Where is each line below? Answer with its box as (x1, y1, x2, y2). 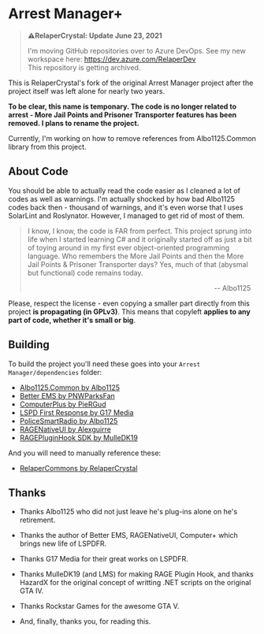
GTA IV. (19, 586, 44, 595)
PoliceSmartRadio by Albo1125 (19, 416, 118, 425)
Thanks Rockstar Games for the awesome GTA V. (19, 602, 180, 611)
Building (8, 338, 50, 351)
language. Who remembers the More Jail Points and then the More (27, 251, 244, 261)
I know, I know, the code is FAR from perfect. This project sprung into (27, 226, 252, 235)
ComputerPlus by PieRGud (19, 399, 106, 409)
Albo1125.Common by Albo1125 (19, 383, 121, 392)
